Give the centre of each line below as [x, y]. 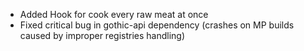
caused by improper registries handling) [102, 35]
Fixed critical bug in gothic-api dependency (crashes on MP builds [157, 25]
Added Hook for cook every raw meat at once [114, 14]
